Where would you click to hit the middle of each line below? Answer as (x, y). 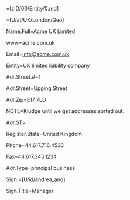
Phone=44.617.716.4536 (35, 145)
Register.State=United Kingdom (44, 134)
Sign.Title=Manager (30, 191)
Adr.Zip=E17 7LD (26, 100)
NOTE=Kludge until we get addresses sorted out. (65, 111)
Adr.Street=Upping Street (37, 88)
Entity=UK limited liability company (48, 65)
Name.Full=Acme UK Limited (41, 31)
